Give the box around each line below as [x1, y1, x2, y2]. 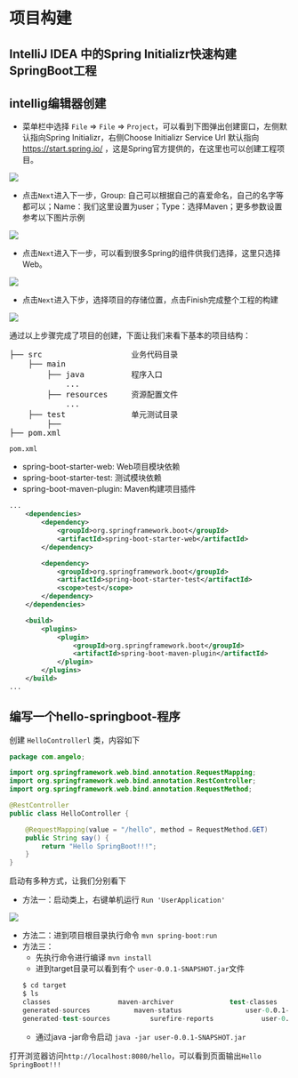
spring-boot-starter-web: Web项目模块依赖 [21, 462, 181, 472]
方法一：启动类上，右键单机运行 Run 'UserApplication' [21, 895, 226, 905]
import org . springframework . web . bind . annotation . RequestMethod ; [9, 784, 253, 794]
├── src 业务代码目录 [9, 350, 179, 360]
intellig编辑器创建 [9, 95, 107, 111]
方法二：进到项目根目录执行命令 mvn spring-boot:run [21, 930, 218, 941]
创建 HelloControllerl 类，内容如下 [9, 735, 141, 745]
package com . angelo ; [9, 752, 86, 761]
